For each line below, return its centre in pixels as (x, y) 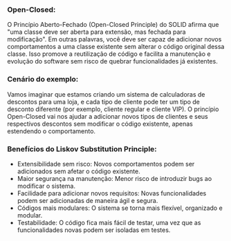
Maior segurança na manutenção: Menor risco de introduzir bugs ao (114, 178)
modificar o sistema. (46, 186)
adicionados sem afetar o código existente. (78, 171)
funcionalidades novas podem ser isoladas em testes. (94, 230)
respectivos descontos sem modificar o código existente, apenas (100, 124)
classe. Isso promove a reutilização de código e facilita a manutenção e (109, 54)
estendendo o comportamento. (51, 131)
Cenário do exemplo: (43, 79)
